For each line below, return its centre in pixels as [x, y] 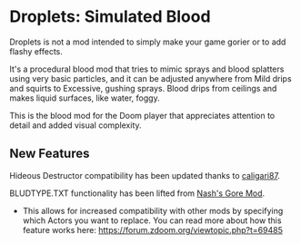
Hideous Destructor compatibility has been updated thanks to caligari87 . [145, 175]
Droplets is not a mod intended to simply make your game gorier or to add [148, 42]
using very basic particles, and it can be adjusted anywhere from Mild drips [151, 78]
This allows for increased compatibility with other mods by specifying [153, 210]
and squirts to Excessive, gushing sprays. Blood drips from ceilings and [143, 88]
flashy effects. [36, 51]
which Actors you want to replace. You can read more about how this [152, 220]
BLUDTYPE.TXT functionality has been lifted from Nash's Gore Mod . [137, 193]
